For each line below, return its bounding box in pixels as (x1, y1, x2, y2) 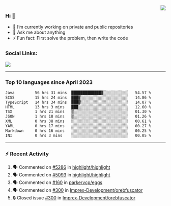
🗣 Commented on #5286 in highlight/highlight (12, 164, 110, 170)
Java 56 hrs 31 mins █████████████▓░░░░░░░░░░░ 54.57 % (5, 90, 152, 95)
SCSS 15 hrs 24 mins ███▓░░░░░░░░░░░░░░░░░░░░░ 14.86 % (5, 95, 152, 100)
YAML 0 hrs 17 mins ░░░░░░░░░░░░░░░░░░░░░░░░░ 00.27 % (5, 124, 152, 129)
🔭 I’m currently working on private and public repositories (12, 24, 133, 30)
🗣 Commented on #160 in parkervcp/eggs (12, 179, 103, 186)
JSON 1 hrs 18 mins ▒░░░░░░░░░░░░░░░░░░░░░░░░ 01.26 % (5, 114, 152, 119)
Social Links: (5, 50, 38, 57)
